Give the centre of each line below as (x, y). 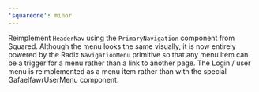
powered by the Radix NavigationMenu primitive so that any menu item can (128, 54)
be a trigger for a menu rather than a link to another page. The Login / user (129, 63)
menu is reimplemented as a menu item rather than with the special (118, 71)
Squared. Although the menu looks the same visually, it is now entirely (122, 46)
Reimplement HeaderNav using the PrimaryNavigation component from (122, 38)
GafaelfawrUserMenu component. (64, 79)
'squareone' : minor (40, 15)
